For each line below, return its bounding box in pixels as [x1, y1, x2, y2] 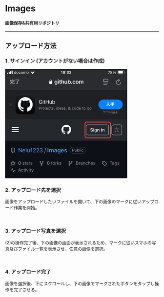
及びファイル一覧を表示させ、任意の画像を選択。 [9, 246, 108, 252]
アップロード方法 [5, 41, 57, 50]
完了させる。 [13, 286, 40, 293]
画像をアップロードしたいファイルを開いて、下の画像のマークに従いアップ [5, 198, 155, 205]
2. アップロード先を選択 [5, 186, 61, 193]
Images [5, 3, 36, 14]
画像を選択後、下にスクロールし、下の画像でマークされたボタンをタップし [5, 280, 155, 286]
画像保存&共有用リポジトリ [5, 20, 60, 26]
